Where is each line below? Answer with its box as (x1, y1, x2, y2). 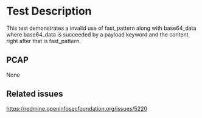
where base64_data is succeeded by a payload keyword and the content (6, 30, 189, 38)
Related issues (6, 89, 63, 99)
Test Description (6, 4, 92, 18)
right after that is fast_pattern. (6, 37, 81, 44)
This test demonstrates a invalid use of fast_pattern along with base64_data (6, 24, 197, 32)
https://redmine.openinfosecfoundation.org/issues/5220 (6, 105, 148, 112)
